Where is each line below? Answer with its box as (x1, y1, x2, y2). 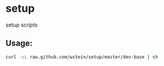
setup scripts (5, 21, 38, 28)
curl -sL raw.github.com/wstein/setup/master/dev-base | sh (5, 54, 159, 60)
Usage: (5, 38, 33, 48)
